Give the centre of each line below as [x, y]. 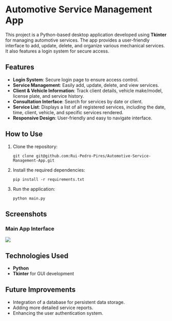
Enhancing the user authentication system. [58, 313]
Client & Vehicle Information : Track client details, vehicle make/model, [88, 91]
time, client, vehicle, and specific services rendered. [68, 112]
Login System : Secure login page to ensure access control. [76, 79]
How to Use [24, 134]
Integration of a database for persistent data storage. [69, 302]
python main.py [29, 198]
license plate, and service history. [48, 96]
